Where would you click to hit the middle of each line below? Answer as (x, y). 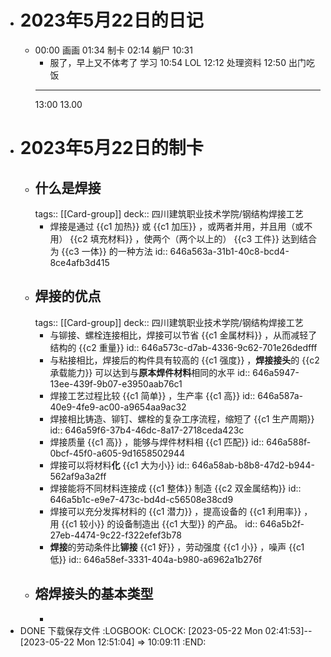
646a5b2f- (282, 523)
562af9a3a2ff (78, 476)
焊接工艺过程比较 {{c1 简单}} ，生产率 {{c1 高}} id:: (152, 395)
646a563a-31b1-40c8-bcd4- (229, 251)
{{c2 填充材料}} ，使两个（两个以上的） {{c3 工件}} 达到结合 (193, 238)
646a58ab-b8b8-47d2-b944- (253, 465)
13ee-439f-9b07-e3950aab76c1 (116, 383)
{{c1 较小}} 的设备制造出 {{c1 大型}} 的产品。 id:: (159, 523)
